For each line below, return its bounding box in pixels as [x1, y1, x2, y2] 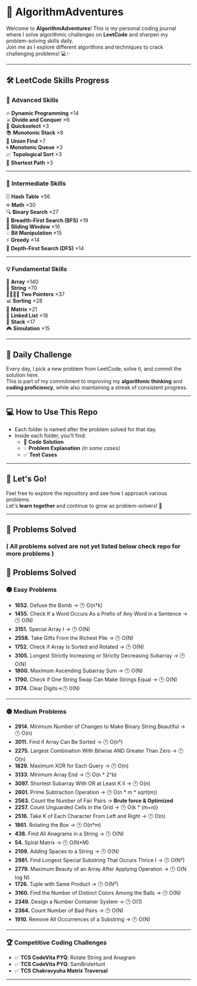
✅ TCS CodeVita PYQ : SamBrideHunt [14, 961, 106, 968]
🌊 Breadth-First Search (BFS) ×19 [6, 217, 89, 224]
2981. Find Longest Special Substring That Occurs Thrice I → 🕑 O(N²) [14, 856, 185, 863]
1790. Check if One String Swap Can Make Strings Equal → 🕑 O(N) [14, 676, 178, 683]
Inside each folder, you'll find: [14, 432, 86, 439]
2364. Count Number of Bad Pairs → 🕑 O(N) [14, 907, 124, 914]
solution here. [6, 371, 39, 378]
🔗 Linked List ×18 [6, 312, 49, 319]
